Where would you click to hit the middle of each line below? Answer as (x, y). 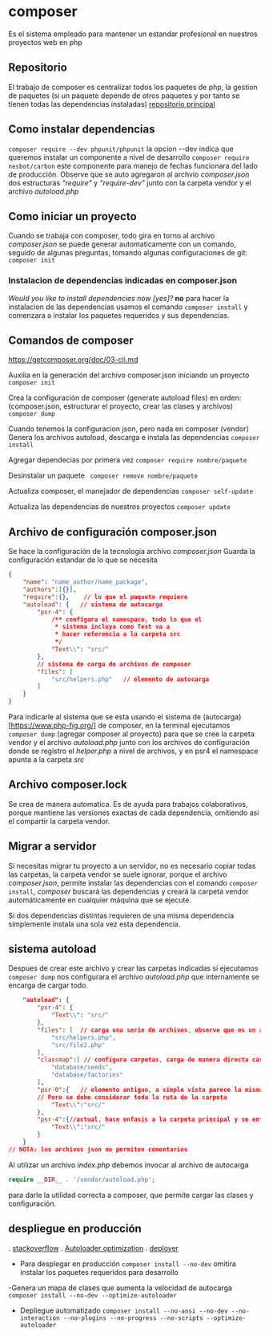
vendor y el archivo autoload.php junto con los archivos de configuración (129, 743)
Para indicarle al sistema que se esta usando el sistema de (105, 717)
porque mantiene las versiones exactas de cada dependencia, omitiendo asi (134, 813)
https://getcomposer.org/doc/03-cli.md (73, 360)
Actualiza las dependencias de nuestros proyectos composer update (119, 507)
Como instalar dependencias (82, 130)
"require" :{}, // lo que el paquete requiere (105, 597)
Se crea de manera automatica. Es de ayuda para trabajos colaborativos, (128, 804)
